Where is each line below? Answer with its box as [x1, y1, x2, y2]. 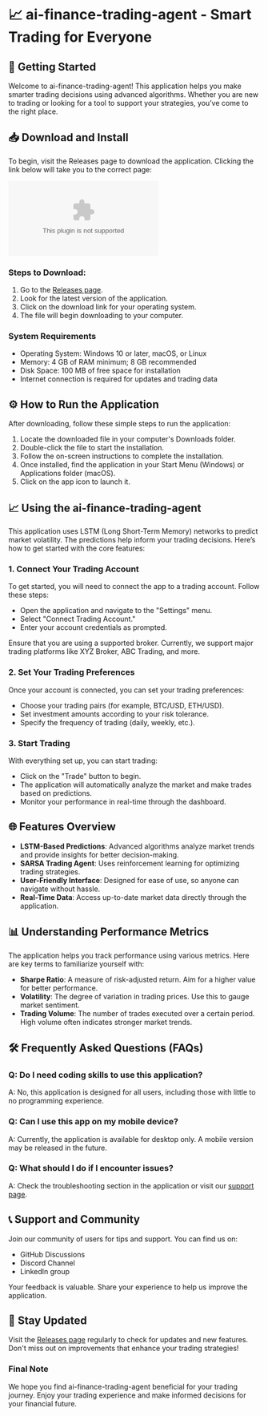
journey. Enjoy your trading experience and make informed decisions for [8, 1390, 246, 1400]
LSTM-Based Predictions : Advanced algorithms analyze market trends [19, 841, 255, 851]
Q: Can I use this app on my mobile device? [8, 1116, 178, 1128]
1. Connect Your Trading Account [8, 563, 140, 575]
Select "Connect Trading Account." [19, 614, 136, 624]
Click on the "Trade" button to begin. [19, 771, 142, 781]
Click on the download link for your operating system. [19, 302, 197, 312]
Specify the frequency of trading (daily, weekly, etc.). [19, 717, 196, 727]
